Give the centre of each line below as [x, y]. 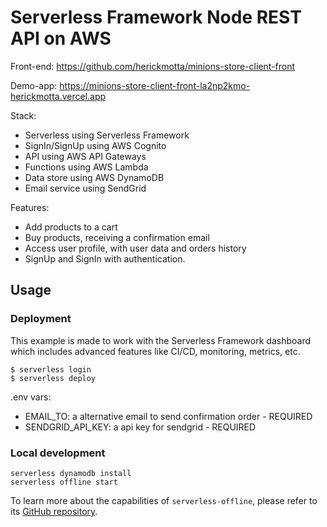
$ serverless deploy [53, 378]
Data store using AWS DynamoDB [94, 177]
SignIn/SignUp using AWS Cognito [95, 145]
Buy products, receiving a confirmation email [117, 237]
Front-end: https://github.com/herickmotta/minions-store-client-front [153, 66]
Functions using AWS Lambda [86, 167]
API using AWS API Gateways [85, 156]
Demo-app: [34, 85]
